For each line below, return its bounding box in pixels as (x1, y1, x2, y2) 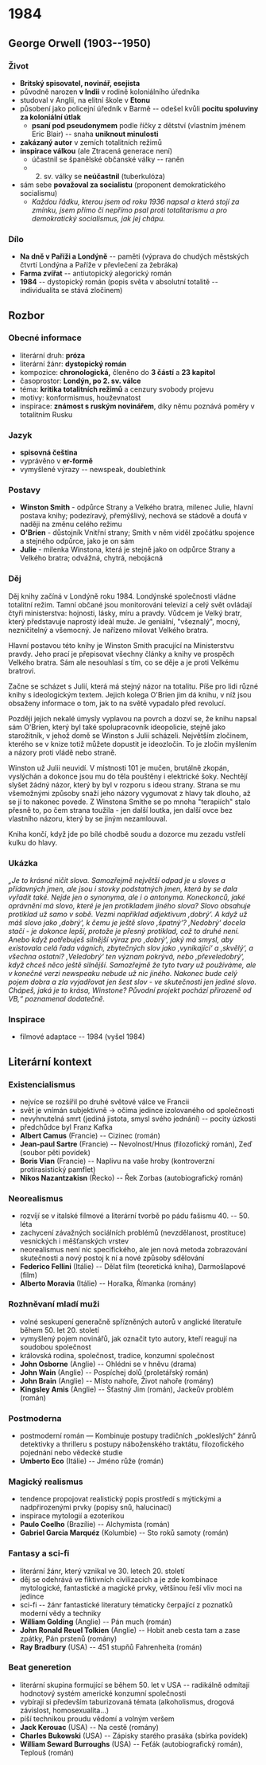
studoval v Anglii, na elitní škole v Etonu (19, 95, 151, 104)
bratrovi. (8, 666, 36, 675)
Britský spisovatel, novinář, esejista (19, 78, 141, 88)
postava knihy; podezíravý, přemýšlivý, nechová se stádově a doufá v (19, 511, 248, 521)
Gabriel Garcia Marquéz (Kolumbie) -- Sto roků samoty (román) (19, 1528, 229, 1537)
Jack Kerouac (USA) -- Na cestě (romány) (19, 1722, 159, 1732)
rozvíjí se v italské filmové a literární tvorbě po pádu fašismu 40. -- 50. (19, 1211, 250, 1220)
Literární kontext (8, 1055, 92, 1068)
